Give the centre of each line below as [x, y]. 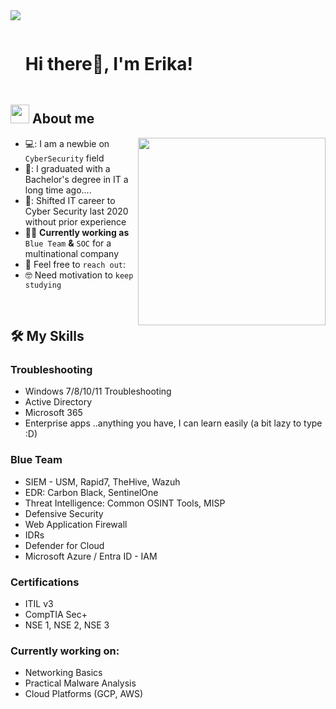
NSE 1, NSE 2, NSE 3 [67, 625]
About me [63, 119]
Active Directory [58, 402]
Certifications [45, 582]
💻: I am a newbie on [67, 143]
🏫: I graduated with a [67, 168]
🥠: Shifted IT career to [70, 200]
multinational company [72, 253]
